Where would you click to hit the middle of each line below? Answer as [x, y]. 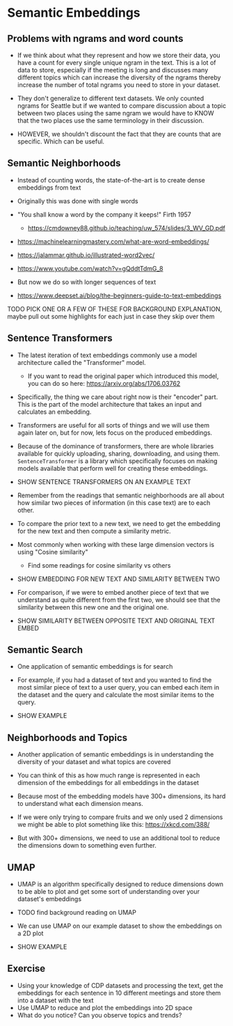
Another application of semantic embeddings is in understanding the [115, 754]
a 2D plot [30, 933]
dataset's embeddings [49, 899]
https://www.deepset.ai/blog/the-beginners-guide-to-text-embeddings [119, 295]
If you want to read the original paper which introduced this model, [123, 376]
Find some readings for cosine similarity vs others [99, 565]
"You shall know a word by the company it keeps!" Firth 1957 [104, 215]
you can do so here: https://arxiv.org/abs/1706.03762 [104, 383]
